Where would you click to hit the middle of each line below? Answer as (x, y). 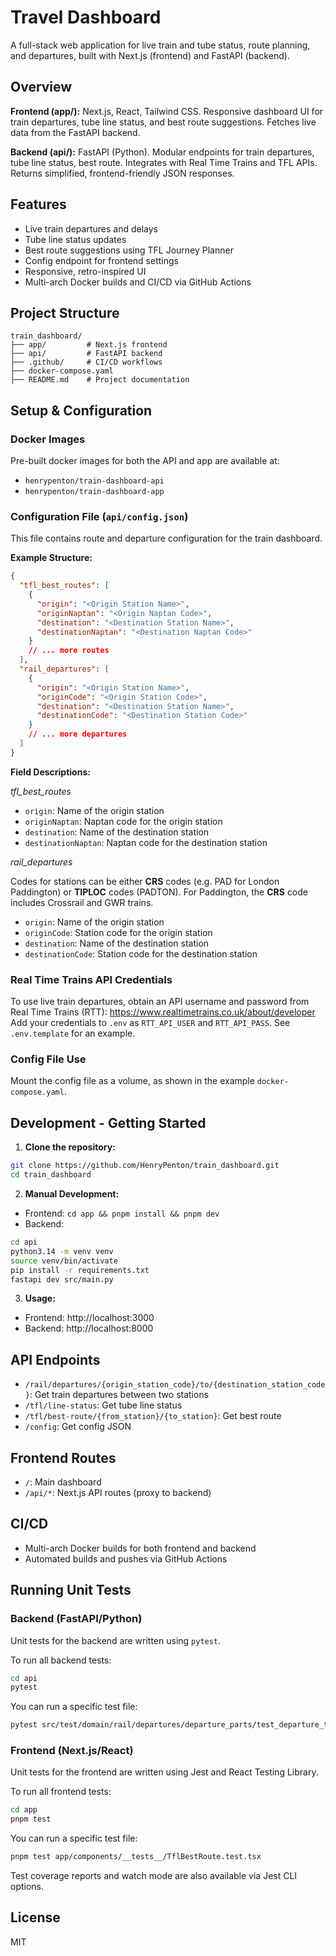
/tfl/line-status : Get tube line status (103, 1405)
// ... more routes (69, 651)
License (35, 1917)
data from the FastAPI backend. (75, 132)
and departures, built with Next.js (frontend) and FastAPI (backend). (150, 55)
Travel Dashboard (86, 17)
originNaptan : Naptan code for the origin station (123, 821)
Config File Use (48, 1059)
